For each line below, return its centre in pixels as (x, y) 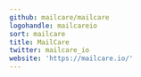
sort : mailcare (37, 34)
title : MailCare (39, 42)
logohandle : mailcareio (54, 26)
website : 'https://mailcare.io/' (71, 58)
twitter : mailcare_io (50, 50)
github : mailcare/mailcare (59, 17)
